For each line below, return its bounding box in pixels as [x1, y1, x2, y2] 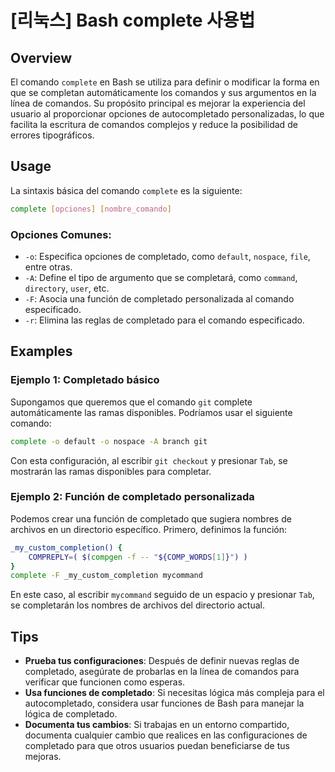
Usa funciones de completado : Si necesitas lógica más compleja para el [24, 687, 325, 699]
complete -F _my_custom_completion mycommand [10, 571, 203, 581]
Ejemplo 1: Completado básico [10, 373, 160, 387]
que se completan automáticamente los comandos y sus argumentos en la [10, 87, 317, 98]
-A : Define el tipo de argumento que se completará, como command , [24, 271, 298, 283]
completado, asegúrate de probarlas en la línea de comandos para [24, 666, 300, 678]
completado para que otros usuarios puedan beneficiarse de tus [24, 740, 290, 752]
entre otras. [24, 261, 73, 273]
